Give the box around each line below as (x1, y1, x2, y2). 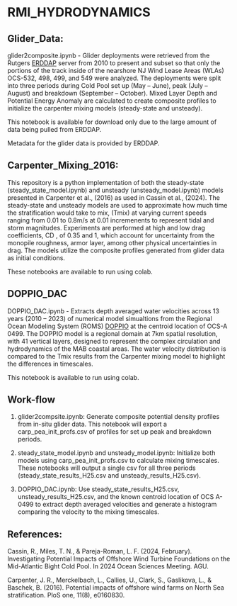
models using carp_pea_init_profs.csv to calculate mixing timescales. (17, 456, 219, 465)
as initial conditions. (7, 253, 66, 262)
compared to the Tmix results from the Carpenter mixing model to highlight (7, 352, 226, 360)
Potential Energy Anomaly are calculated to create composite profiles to (7, 96, 217, 105)
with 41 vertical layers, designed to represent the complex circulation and (7, 337, 221, 345)
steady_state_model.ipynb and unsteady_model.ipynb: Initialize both (17, 449, 216, 457)
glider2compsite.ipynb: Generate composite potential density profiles (17, 413, 220, 421)
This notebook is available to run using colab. (7, 373, 139, 381)
